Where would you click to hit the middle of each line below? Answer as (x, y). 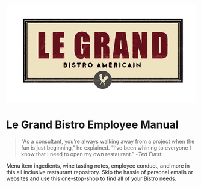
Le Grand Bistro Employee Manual (92, 125)
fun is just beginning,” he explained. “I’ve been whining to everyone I (106, 148)
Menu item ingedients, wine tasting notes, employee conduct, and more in (98, 166)
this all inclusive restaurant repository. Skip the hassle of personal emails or (100, 172)
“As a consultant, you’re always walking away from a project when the (108, 141)
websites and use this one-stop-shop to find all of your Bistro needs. (91, 178)
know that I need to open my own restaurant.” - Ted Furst (91, 154)
